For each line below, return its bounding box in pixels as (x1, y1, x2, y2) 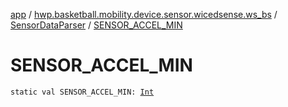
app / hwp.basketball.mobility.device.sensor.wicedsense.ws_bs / (10, 9, 278, 20)
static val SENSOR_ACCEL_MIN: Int (10, 87, 155, 97)
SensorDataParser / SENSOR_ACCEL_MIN (10, 19, 183, 31)
